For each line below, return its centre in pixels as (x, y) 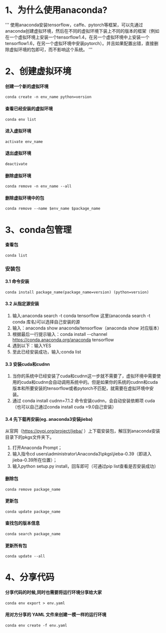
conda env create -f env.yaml (36, 625)
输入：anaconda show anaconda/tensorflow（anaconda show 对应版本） (87, 328)
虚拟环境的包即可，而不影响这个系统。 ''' (51, 49)
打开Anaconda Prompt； (37, 448)
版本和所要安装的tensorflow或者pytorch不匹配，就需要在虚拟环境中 (81, 388)
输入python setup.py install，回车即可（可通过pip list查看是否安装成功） (85, 466)
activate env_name (24, 141)
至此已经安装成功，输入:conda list (47, 352)
